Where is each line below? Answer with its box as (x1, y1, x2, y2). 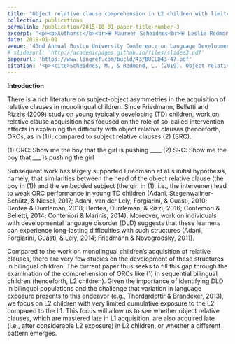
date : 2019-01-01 (7, 36, 58, 43)
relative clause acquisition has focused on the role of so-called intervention (7, 117, 225, 126)
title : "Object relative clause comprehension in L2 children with (7, 10, 208, 17)
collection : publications (7, 17, 83, 24)
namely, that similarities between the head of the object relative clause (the (7, 174, 224, 182)
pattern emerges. (7, 329, 57, 337)
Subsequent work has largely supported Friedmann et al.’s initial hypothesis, (7, 166, 227, 175)
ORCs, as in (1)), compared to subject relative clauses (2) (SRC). (7, 132, 192, 141)
